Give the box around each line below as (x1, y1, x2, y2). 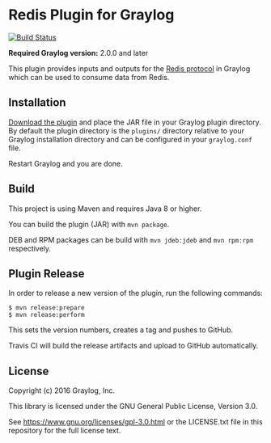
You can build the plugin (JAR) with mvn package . (8, 219, 170, 229)
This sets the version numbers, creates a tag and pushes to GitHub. (8, 325, 233, 335)
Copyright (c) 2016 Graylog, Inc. (8, 386, 116, 395)
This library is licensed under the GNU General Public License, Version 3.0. (8, 402, 258, 411)
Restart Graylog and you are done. (8, 158, 123, 168)
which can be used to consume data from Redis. (8, 72, 170, 82)
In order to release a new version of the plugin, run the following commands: (8, 289, 263, 298)
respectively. (8, 243, 51, 253)
